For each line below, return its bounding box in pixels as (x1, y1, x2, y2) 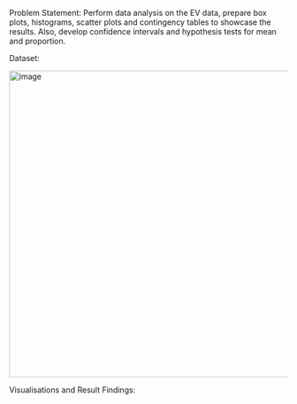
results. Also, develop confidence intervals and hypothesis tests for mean (9, 27, 277, 36)
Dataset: (9, 53, 40, 63)
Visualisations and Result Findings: (9, 385, 136, 395)
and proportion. (9, 35, 66, 46)
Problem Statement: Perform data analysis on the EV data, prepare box (9, 8, 267, 18)
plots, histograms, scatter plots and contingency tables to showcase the (9, 17, 271, 27)
